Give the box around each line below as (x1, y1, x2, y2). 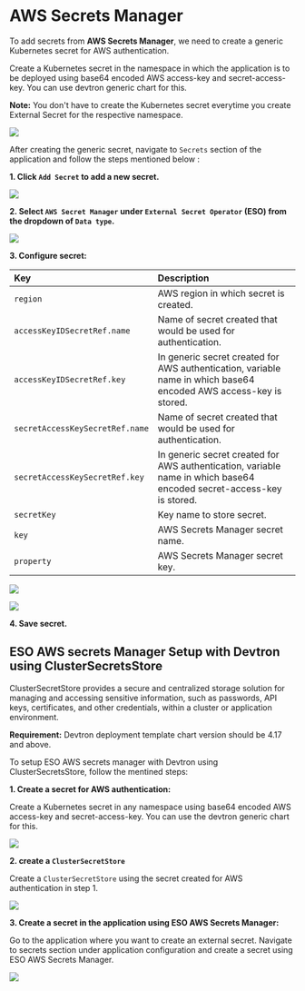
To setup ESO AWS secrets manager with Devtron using (9, 756, 219, 768)
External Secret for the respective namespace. (9, 109, 183, 120)
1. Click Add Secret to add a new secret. (9, 171, 160, 182)
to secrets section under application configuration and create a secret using (9, 944, 293, 955)
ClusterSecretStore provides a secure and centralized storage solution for (9, 682, 286, 693)
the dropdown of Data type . (9, 215, 115, 226)
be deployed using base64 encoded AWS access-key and (9, 72, 227, 83)
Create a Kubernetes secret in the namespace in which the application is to (9, 63, 290, 74)
